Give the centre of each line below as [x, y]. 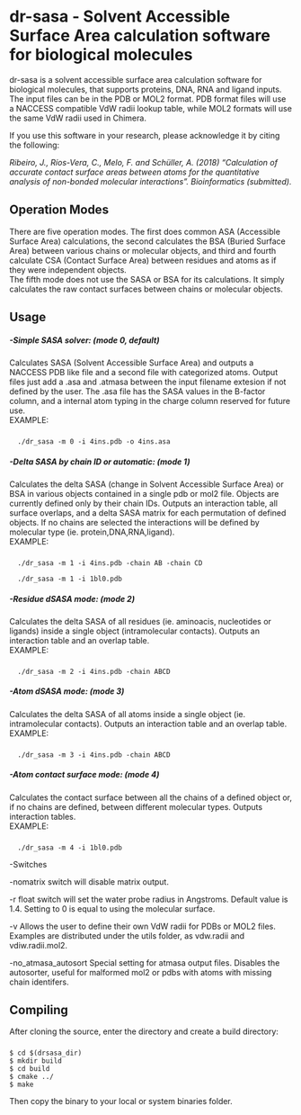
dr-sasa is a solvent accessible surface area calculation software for [136, 79]
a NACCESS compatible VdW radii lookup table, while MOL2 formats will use [150, 108]
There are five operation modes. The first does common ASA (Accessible [145, 231]
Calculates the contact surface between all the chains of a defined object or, [151, 797]
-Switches [28, 864]
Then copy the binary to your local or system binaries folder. [121, 1102]
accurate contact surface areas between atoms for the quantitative [135, 172]
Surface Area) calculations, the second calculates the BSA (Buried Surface [147, 241]
